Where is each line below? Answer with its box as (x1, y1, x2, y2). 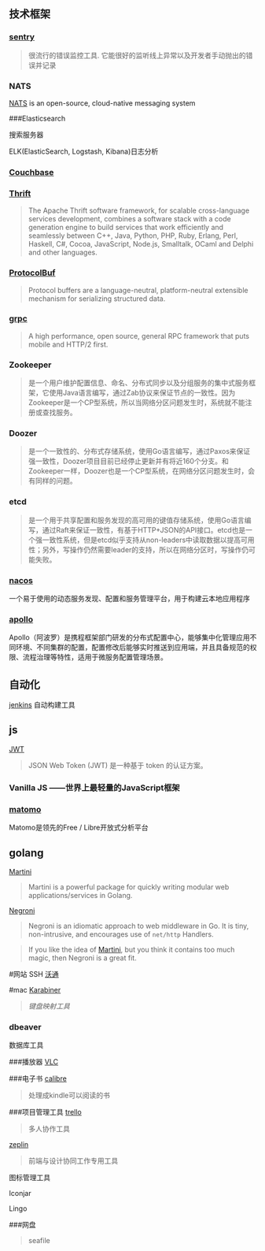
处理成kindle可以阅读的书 (28, 1090, 111, 1101)
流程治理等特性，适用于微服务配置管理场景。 (22, 652, 167, 662)
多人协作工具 (28, 1124, 70, 1134)
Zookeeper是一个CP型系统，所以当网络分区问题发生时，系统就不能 (28, 398, 246, 407)
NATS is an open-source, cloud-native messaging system (9, 98, 196, 108)
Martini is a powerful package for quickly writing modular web (28, 882, 230, 892)
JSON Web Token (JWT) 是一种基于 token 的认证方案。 (28, 760, 208, 770)
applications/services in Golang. (28, 890, 133, 900)
